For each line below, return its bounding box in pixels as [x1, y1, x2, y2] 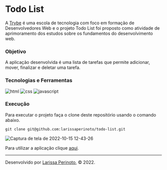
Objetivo [5, 48, 26, 55]
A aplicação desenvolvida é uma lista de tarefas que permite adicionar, [5, 59, 150, 65]
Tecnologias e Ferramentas [5, 77, 73, 84]
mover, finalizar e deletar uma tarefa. [5, 64, 81, 70]
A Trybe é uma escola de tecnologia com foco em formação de [5, 20, 135, 26]
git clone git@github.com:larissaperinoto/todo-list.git [5, 126, 126, 132]
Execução [5, 101, 30, 108]
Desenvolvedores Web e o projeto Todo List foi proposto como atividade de [5, 25, 160, 31]
